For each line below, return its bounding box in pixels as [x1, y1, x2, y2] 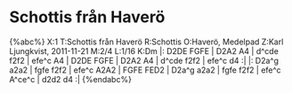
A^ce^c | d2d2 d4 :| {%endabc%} [9, 74, 132, 84]
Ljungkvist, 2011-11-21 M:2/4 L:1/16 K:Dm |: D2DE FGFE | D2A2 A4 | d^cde [9, 45, 279, 56]
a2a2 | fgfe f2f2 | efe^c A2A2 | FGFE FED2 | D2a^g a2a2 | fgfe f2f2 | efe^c [9, 65, 282, 75]
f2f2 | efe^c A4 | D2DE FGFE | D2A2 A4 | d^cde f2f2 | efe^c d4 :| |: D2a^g [9, 55, 279, 66]
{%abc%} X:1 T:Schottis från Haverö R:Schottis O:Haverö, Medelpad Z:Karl [9, 36, 284, 47]
